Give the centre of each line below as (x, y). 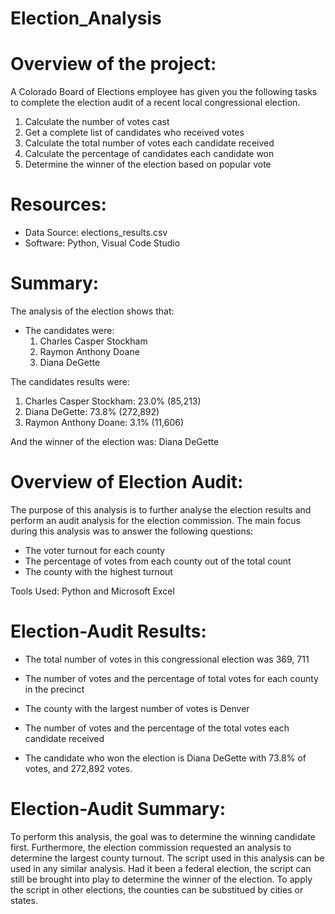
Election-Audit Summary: (118, 809)
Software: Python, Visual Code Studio (102, 243)
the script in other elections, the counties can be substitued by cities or (157, 889)
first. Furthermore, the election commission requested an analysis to (151, 847)
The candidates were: (69, 330)
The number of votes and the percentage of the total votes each (157, 728)
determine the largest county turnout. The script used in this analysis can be (167, 858)
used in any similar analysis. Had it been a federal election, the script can (161, 868)
